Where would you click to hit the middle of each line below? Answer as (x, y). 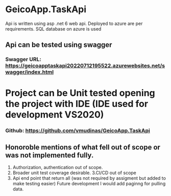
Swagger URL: (23, 60)
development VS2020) (55, 115)
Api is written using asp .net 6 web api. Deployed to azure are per (74, 23)
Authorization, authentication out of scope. (58, 167)
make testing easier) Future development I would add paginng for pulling (89, 184)
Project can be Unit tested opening (80, 93)
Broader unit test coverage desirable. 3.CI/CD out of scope (75, 173)
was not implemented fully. (50, 155)
